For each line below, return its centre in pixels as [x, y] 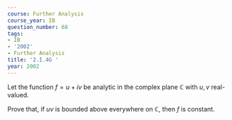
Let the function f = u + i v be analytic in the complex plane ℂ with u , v [109, 87]
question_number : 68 [38, 27]
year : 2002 [23, 66]
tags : [15, 34]
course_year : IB [31, 20]
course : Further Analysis [45, 14]
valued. [18, 95]
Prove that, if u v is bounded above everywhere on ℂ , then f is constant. [111, 109]
